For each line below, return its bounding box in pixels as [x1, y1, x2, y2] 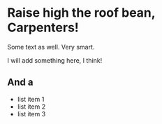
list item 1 [17, 95, 45, 103]
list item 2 [17, 102, 46, 111]
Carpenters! [7, 20, 79, 36]
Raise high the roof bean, [7, 5, 156, 21]
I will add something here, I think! [7, 56, 103, 64]
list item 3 [17, 109, 46, 118]
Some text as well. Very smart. [7, 42, 95, 51]
